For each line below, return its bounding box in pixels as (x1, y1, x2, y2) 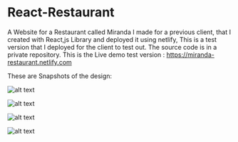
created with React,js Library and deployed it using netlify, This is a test (7, 35, 217, 43)
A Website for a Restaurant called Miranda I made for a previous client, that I (7, 28, 232, 36)
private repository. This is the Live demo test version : (7, 50, 165, 59)
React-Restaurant (7, 4, 115, 21)
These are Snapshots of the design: (7, 72, 113, 80)
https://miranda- (166, 50, 215, 59)
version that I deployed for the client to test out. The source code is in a (7, 43, 217, 51)
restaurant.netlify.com (7, 58, 73, 66)
